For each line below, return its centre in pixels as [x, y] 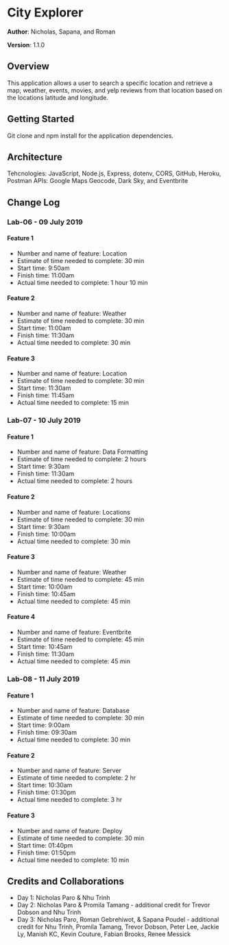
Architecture [35, 157]
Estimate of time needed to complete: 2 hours [82, 459]
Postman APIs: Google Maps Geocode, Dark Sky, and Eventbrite [98, 181]
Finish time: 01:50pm [46, 852]
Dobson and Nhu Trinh [49, 912]
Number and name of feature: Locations [73, 512]
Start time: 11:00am [44, 328]
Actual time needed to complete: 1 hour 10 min [82, 282]
